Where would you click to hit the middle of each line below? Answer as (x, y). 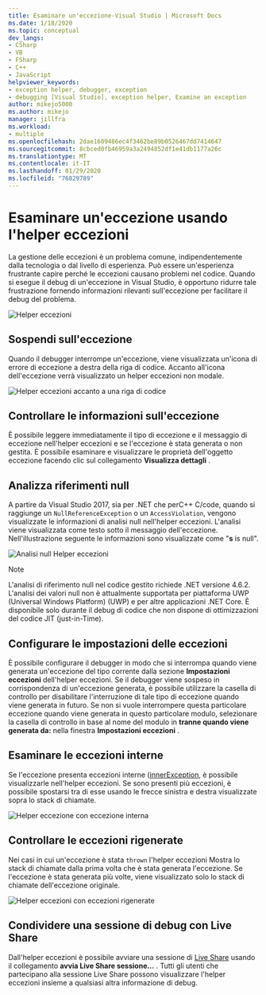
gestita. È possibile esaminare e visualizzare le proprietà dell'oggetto (121, 452)
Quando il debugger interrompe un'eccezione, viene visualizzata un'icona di (133, 358)
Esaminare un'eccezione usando (118, 218)
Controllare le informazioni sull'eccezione (114, 416)
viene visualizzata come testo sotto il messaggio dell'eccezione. (113, 530)
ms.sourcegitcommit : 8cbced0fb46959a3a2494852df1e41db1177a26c (115, 149)
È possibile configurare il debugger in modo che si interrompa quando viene (133, 663)
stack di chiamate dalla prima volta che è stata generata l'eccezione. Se (126, 868)
